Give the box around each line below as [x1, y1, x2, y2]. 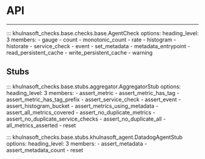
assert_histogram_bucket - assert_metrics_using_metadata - [6, 102, 159, 110]
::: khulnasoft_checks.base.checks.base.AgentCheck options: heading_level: [6, 29, 199, 37]
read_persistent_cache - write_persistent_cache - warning [6, 49, 153, 56]
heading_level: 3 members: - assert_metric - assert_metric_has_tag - [6, 89, 180, 96]
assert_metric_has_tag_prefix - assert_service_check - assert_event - [6, 96, 181, 103]
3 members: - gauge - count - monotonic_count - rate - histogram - [6, 36, 176, 43]
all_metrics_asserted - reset [6, 121, 76, 129]
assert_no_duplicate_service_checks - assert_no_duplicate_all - [6, 115, 166, 122]
